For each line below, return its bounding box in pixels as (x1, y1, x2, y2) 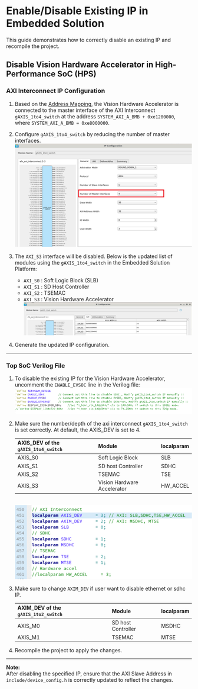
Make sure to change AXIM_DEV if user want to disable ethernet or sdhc (14, 585, 186, 592)
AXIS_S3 (17, 482, 39, 489)
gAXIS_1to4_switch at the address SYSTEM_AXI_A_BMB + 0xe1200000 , (14, 112, 176, 120)
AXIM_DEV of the (17, 604, 61, 611)
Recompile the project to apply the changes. (14, 647, 123, 654)
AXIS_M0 (17, 622, 40, 629)
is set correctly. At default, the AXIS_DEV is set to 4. (14, 426, 141, 433)
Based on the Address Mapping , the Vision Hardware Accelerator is (14, 100, 179, 107)
